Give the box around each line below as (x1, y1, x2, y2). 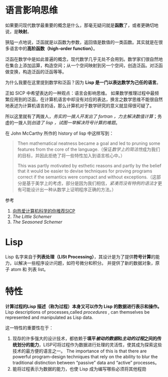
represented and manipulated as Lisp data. (5, 314, 93, 320)
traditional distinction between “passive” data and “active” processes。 (12, 359, 159, 365)
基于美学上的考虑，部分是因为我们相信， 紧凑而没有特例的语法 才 (26, 180, 158, 186)
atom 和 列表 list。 (10, 266, 48, 272)
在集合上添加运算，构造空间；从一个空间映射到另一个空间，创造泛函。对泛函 (5, 62, 163, 68)
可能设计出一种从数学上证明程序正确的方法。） (21, 186, 116, 193)
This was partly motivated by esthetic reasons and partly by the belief (17, 162, 161, 168)
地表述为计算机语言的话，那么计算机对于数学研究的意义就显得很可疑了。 (5, 103, 154, 109)
